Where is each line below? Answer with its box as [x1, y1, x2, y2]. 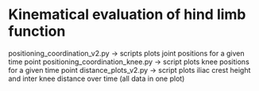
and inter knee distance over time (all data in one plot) [8, 74, 185, 83]
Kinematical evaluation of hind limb [8, 6, 246, 24]
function [8, 22, 66, 40]
